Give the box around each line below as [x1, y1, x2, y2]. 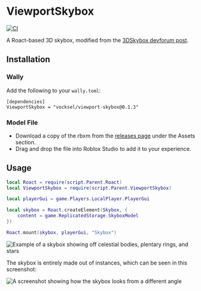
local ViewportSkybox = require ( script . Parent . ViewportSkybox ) [6, 185, 172, 191]
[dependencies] [6, 98, 45, 105]
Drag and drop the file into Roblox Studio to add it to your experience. [15, 145, 192, 152]
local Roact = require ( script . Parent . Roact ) [6, 179, 122, 185]
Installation [6, 54, 50, 65]
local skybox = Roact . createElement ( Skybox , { [6, 207, 128, 213]
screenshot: [6, 265, 37, 273]
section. [15, 138, 36, 145]
